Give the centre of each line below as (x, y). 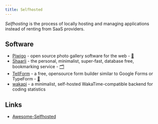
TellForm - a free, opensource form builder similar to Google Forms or (83, 74)
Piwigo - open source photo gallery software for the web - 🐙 (73, 56)
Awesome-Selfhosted (34, 117)
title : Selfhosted (24, 10)
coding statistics (29, 89)
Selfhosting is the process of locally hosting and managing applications (77, 24)
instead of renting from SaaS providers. (45, 29)
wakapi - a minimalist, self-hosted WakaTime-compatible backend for (82, 84)
